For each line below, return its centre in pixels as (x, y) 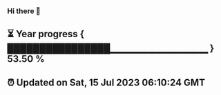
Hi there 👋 (24, 11)
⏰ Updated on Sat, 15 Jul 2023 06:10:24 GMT (106, 82)
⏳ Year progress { (46, 34)
